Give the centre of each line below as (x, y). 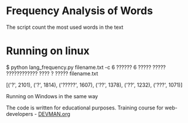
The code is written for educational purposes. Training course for (85, 108)
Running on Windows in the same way (52, 96)
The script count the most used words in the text (65, 27)
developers (20, 114)
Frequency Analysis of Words (80, 11)
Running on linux (48, 51)
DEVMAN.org (54, 114)
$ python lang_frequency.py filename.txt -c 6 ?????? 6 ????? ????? (86, 67)
